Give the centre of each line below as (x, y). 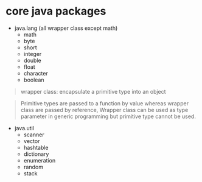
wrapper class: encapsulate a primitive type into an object (93, 91)
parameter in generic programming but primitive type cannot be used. (108, 116)
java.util (24, 128)
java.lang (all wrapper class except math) (66, 28)
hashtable (36, 147)
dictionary (36, 154)
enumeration (40, 160)
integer (33, 54)
